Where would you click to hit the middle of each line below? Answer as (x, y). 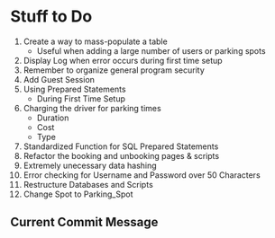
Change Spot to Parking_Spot (78, 194)
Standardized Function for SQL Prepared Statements (121, 146)
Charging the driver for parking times (92, 108)
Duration (53, 118)
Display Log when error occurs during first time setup (123, 60)
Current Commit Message (84, 222)
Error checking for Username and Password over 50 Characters (142, 175)
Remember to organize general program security (114, 70)
